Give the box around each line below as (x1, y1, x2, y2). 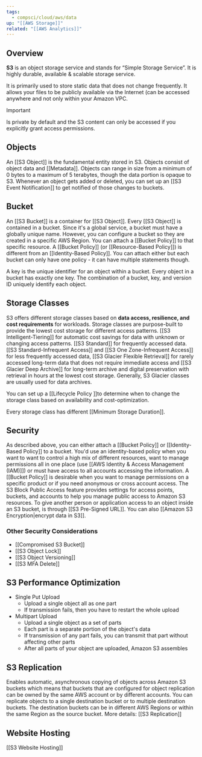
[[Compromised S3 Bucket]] (14, 541, 85, 548)
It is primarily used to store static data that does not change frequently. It (6, 82, 188, 89)
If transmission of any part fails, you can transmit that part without (24, 632, 188, 639)
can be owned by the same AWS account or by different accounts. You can (6, 691, 193, 698)
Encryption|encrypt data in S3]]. (6, 512, 86, 519)
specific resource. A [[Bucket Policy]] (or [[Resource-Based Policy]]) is (6, 243, 182, 251)
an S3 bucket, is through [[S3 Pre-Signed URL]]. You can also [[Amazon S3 (6, 505, 193, 513)
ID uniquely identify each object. (6, 280, 87, 287)
